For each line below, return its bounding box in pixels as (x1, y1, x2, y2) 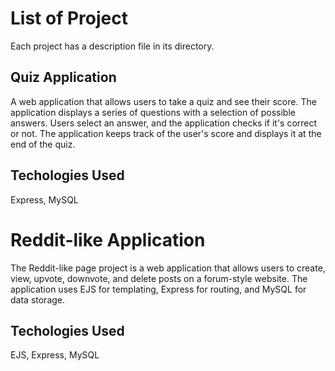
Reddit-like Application (10, 228, 206, 251)
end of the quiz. (10, 138, 76, 150)
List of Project (10, 7, 128, 30)
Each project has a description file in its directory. (10, 40, 215, 52)
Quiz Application (10, 69, 117, 86)
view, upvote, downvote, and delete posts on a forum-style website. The (10, 272, 308, 284)
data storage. (10, 293, 66, 306)
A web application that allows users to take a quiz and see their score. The (10, 95, 317, 107)
